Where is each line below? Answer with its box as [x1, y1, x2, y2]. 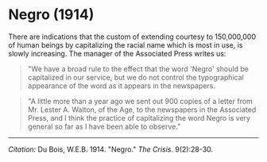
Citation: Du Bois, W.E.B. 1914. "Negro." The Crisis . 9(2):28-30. [8, 145, 213, 154]
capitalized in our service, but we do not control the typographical [27, 72, 244, 82]
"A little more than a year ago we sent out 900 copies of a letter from [27, 96, 253, 106]
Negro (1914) [8, 6, 95, 24]
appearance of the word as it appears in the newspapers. [27, 81, 216, 91]
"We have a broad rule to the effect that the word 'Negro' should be [27, 64, 249, 73]
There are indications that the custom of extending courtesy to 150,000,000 [8, 32, 257, 41]
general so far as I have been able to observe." [27, 121, 181, 131]
